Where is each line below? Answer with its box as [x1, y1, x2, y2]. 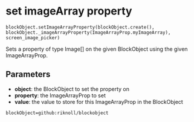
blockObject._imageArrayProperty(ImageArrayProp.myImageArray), [5, 29, 171, 36]
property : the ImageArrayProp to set [14, 92, 106, 99]
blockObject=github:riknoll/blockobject [5, 110, 109, 116]
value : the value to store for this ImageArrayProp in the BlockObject [14, 98, 184, 105]
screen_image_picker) [5, 34, 60, 40]
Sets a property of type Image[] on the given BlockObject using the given [5, 45, 188, 53]
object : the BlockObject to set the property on [14, 85, 129, 92]
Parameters [5, 69, 51, 80]
